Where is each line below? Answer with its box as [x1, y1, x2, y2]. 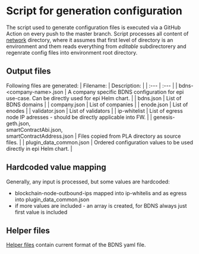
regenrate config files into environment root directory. [6, 49, 138, 56]
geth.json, [6, 120, 31, 127]
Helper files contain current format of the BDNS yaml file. [6, 242, 146, 249]
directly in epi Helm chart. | [6, 145, 72, 152]
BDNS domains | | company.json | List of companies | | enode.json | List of [6, 101, 188, 108]
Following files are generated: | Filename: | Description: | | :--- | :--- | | [6, 82, 178, 89]
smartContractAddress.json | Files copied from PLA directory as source [6, 132, 181, 139]
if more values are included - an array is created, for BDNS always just [14, 202, 187, 209]
